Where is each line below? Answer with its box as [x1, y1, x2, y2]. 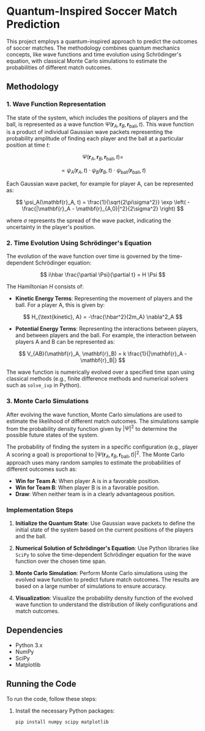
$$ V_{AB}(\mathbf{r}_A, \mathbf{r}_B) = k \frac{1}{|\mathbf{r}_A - [18, 350, 187, 357]
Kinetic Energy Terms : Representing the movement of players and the [15, 295, 193, 302]
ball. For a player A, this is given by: [15, 301, 105, 309]
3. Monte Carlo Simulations [6, 397, 89, 406]
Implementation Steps [6, 505, 73, 514]
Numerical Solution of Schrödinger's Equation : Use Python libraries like [15, 544, 199, 552]
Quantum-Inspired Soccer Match [6, 4, 177, 18]
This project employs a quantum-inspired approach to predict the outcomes [6, 37, 198, 45]
